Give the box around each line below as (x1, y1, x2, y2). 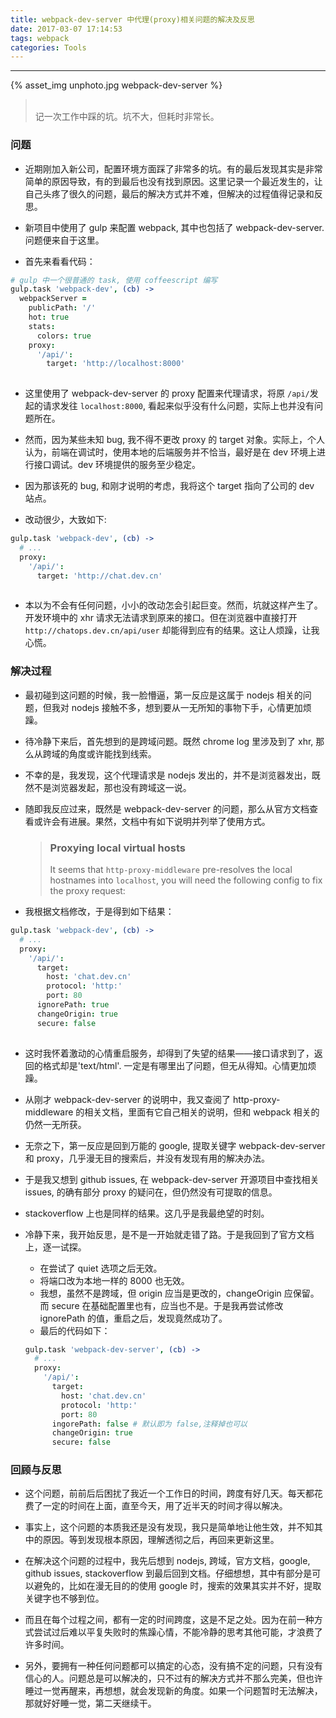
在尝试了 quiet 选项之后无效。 (39, 1262, 163, 1274)
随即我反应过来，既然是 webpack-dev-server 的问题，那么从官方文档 (24, 802, 310, 815)
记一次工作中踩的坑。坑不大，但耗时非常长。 (34, 111, 220, 123)
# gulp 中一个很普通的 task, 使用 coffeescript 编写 (10, 275, 218, 285)
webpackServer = (19, 294, 87, 304)
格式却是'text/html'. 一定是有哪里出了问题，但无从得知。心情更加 (42, 1059, 308, 1071)
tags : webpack (10, 33, 70, 43)
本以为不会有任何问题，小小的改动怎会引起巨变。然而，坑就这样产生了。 (24, 599, 323, 611)
